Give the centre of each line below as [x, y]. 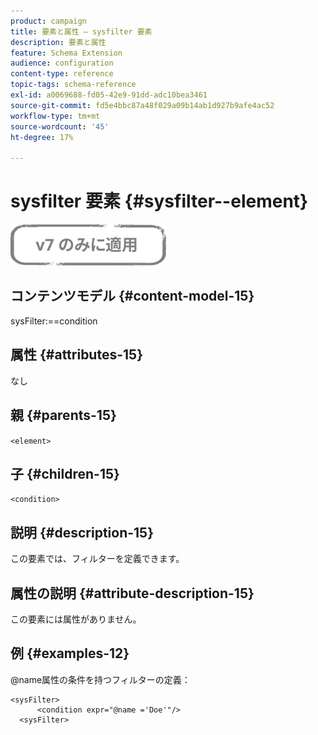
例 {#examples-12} [70, 653]
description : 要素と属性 [58, 42]
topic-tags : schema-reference [73, 85]
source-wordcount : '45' [60, 126]
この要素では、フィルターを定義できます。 [97, 559]
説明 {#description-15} [82, 532]
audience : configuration [62, 63]
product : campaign [48, 21]
